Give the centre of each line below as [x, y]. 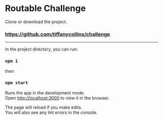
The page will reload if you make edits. [44, 107]
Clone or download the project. [36, 22]
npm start [16, 83]
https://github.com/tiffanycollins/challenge [57, 34]
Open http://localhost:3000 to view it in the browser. [57, 98]
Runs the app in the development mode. [45, 93]
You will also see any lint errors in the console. [51, 112]
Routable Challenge [45, 8]
